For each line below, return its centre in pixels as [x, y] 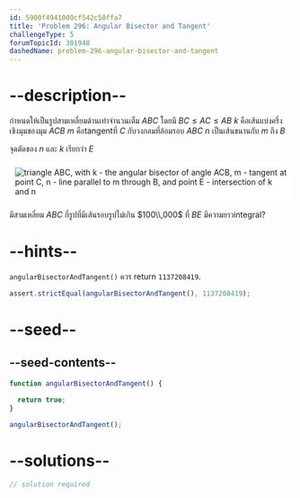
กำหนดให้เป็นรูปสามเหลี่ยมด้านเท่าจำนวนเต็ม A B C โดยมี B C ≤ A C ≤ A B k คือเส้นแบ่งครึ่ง [146, 121]
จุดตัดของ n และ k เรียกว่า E [52, 149]
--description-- [68, 96]
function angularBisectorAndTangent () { [86, 384]
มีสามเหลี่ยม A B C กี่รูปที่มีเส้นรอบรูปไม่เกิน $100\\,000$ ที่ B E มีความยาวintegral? [138, 215]
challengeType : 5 [42, 34]
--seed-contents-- [63, 362]
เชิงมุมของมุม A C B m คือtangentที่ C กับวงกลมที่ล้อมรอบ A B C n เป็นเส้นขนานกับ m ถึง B [147, 131]
